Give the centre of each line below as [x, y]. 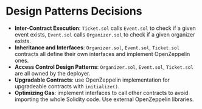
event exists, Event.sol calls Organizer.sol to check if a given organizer [105, 34]
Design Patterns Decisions [74, 11]
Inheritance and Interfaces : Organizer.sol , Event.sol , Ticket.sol [97, 47]
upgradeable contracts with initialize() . [67, 86]
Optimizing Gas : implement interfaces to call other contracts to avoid [101, 93]
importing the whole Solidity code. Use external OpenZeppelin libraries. [104, 99]
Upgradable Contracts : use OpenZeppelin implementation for [92, 80]
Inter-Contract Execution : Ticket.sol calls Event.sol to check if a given [105, 28]
